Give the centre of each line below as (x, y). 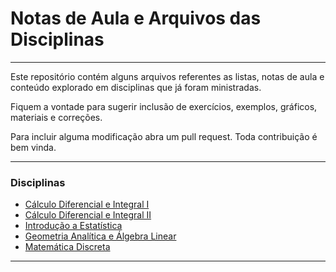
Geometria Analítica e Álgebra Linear (100, 236)
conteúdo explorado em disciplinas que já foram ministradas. (136, 87)
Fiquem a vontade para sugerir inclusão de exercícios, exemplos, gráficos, (164, 106)
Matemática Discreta (67, 247)
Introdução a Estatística (73, 226)
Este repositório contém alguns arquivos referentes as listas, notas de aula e (167, 76)
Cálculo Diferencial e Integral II (88, 215)
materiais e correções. (56, 117)
